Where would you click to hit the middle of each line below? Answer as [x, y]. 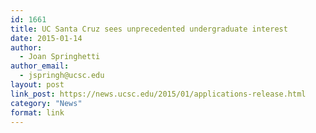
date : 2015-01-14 [46, 38]
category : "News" [46, 103]
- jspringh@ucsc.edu [62, 76]
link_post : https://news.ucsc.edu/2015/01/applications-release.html [158, 94]
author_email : [40, 66]
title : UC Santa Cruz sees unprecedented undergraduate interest [149, 29]
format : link [37, 112]
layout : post [37, 85]
